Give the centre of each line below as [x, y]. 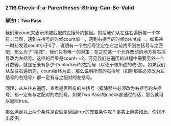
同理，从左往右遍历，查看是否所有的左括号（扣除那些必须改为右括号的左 [81, 88]
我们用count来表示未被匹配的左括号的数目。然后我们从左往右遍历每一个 [81, 33]
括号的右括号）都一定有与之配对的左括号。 [50, 78]
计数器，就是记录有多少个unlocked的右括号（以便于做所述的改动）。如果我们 [86, 65]
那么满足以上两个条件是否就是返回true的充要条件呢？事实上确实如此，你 [81, 112]
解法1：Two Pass [23, 20]
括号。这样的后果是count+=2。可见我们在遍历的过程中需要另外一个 [94, 58]
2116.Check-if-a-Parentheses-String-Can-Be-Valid [70, 8]
